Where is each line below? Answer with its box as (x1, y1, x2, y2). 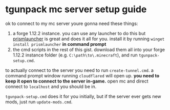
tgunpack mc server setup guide (5, 4, 147, 15)
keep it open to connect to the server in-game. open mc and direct (5, 78, 148, 84)
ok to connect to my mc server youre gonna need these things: (5, 20, 138, 26)
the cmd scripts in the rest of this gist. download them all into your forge (12, 46, 165, 52)
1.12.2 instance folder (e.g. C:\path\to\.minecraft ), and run (12, 52, 138, 58)
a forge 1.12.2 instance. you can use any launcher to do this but (12, 30, 146, 36)
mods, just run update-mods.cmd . (5, 98, 73, 105)
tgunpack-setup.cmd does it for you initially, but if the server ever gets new (5, 93, 161, 99)
